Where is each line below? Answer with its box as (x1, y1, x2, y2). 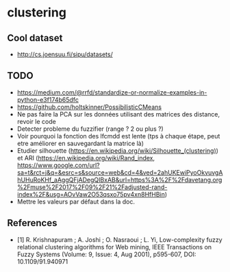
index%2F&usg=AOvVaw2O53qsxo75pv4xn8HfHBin (16, 190, 166, 198)
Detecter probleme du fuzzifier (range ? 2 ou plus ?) (16, 125, 164, 133)
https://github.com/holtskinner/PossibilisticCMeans (16, 103, 162, 111)
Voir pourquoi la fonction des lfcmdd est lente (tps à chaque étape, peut (16, 132, 220, 140)
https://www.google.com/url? (16, 161, 101, 169)
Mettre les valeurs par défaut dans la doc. (16, 197, 136, 206)
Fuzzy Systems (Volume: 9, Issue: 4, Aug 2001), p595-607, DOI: (16, 250, 196, 258)
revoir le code (16, 117, 56, 125)
